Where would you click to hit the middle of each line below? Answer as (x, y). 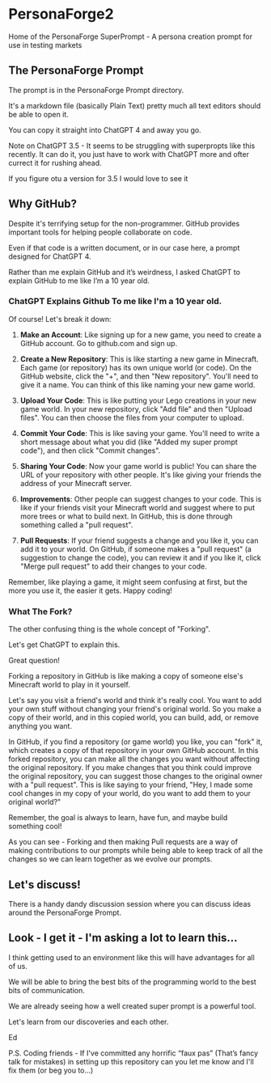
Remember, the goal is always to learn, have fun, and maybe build (118, 818)
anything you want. (40, 726)
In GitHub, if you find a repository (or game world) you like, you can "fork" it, (135, 742)
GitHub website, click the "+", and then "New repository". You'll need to (139, 376)
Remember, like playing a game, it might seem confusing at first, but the (128, 582)
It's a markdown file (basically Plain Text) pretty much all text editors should (135, 105)
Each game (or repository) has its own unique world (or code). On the (136, 367)
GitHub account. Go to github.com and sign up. (99, 343)
